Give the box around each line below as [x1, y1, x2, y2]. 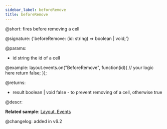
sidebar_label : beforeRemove [5, 7, 66, 12]
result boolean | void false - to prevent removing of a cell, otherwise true [12, 89, 162, 95]
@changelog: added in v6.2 [5, 118, 62, 124]
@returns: [5, 79, 26, 85]
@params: [5, 45, 27, 51]
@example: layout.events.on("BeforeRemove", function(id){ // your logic [5, 64, 154, 70]
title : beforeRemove [5, 12, 49, 17]
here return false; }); [5, 69, 47, 75]
